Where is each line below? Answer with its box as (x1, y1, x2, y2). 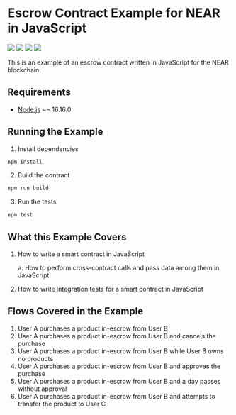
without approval (17, 384, 67, 393)
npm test (7, 211, 33, 218)
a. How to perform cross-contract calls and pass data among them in (17, 264, 220, 272)
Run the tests (17, 197, 57, 206)
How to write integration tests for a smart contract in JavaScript (17, 285, 204, 293)
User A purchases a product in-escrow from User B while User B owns (17, 346, 225, 355)
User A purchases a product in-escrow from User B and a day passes (17, 377, 221, 385)
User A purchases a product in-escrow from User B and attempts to (17, 392, 216, 400)
